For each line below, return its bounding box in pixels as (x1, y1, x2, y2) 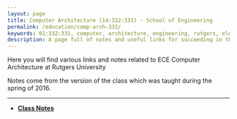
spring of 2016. (7, 84, 51, 92)
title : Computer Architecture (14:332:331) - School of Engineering (7, 17, 213, 24)
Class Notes (17, 104, 54, 113)
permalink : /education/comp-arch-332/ (7, 23, 121, 30)
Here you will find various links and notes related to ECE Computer (7, 55, 201, 64)
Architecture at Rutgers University (7, 63, 107, 71)
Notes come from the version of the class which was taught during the (7, 76, 212, 85)
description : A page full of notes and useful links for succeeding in (7, 36, 222, 43)
